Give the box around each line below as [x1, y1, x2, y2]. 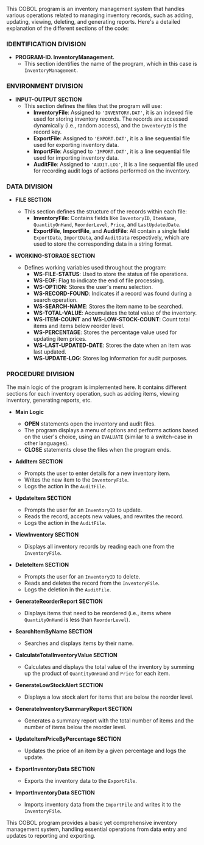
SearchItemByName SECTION [15, 628, 93, 635]
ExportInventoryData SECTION [15, 765, 96, 773]
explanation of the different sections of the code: [6, 24, 129, 32]
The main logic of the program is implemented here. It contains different [6, 383, 187, 391]
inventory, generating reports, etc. [6, 396, 93, 404]
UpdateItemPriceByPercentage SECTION [15, 735, 121, 743]
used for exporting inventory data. [33, 141, 119, 148]
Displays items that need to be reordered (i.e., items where [24, 610, 172, 617]
